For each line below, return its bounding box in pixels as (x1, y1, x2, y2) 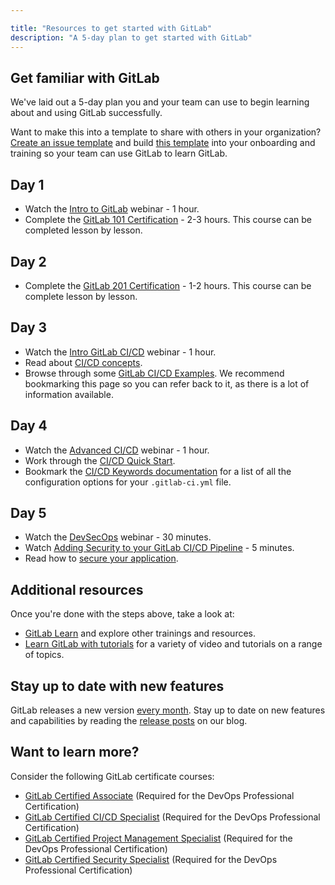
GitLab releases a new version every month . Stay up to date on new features (10, 704, 326, 716)
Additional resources (10, 581, 144, 598)
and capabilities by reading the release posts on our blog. (10, 715, 248, 726)
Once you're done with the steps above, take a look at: (10, 608, 235, 620)
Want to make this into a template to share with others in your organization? (10, 126, 322, 138)
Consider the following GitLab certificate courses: (10, 770, 215, 782)
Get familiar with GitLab (10, 69, 160, 86)
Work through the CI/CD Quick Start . (24, 454, 176, 466)
